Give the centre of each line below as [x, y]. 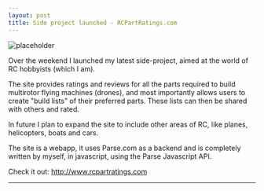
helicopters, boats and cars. [53, 132]
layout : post [29, 15]
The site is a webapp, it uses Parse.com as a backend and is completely [125, 148]
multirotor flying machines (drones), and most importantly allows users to [127, 92]
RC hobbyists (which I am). [52, 68]
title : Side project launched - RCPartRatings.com [93, 23]
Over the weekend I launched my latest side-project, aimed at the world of [128, 61]
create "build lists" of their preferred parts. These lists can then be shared [128, 101]
